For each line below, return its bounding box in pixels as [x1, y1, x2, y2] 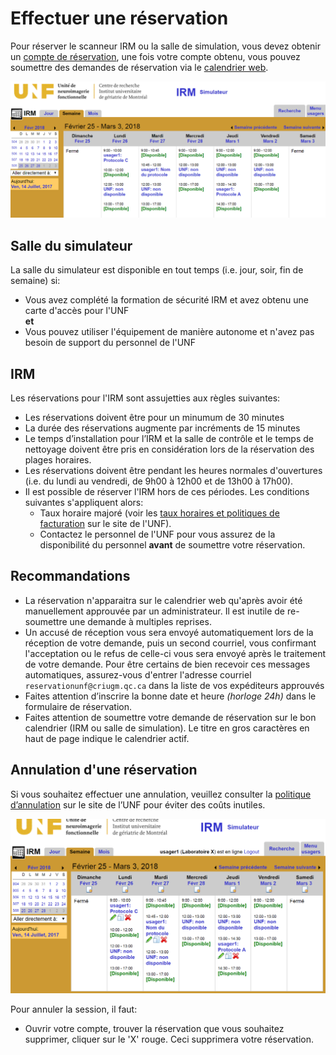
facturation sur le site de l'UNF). [39, 518, 172, 530]
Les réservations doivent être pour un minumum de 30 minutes [24, 412, 285, 424]
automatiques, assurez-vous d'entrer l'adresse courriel [24, 668, 252, 681]
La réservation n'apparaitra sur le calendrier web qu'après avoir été [24, 594, 303, 606]
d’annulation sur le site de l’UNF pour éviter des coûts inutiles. [10, 798, 266, 811]
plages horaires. [24, 454, 92, 466]
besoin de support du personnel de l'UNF [24, 337, 196, 349]
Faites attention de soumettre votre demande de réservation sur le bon [24, 711, 317, 723]
